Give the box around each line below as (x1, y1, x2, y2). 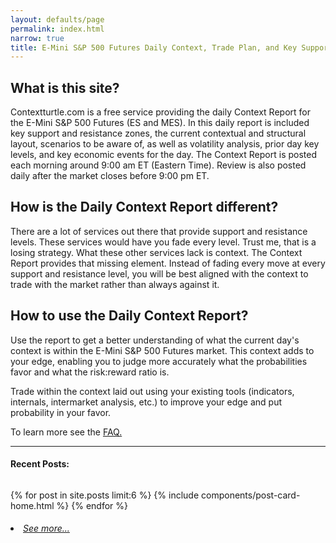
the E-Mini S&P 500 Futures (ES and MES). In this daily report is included (10, 117, 310, 129)
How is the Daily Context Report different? (10, 199, 279, 216)
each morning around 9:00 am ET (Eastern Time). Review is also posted (10, 159, 307, 171)
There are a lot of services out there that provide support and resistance (10, 225, 308, 237)
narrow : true (10, 33, 65, 43)
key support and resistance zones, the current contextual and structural (10, 127, 307, 140)
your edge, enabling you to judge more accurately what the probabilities (10, 355, 308, 367)
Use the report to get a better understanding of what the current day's (10, 334, 300, 346)
